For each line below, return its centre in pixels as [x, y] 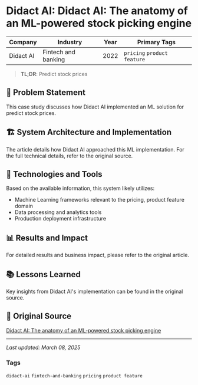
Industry [70, 42]
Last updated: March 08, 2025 [43, 347]
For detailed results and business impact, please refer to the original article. [98, 255]
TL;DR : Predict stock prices [54, 74]
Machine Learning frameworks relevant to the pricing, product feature [99, 200]
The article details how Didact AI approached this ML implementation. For [95, 149]
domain [24, 206]
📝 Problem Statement [46, 93]
